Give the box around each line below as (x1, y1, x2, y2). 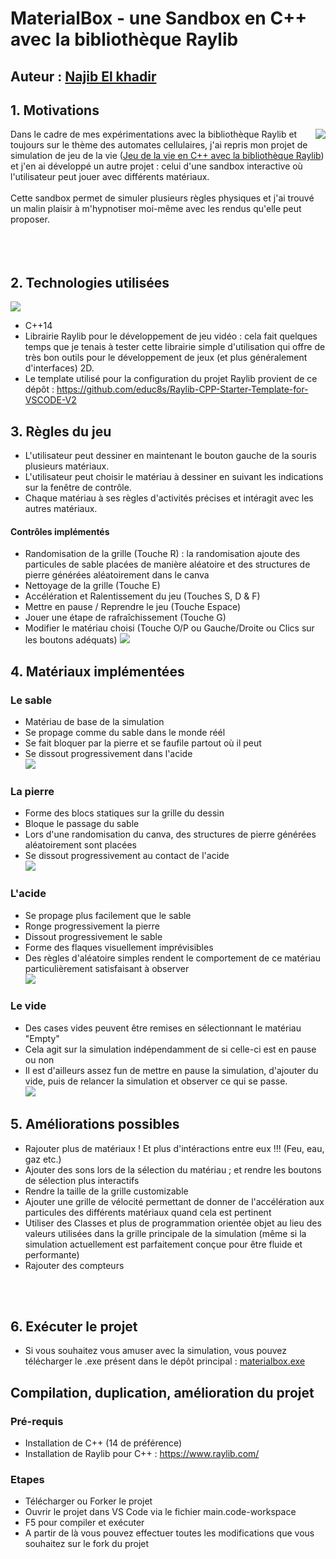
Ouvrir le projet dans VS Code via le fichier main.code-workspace (24, 1506, 297, 1518)
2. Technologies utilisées (10, 274, 170, 291)
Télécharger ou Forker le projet (24, 1495, 153, 1507)
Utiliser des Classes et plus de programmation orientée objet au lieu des (24, 1217, 322, 1229)
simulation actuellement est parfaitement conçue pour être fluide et (24, 1238, 303, 1250)
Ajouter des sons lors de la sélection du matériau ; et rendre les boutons (24, 1163, 322, 1176)
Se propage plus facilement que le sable (24, 909, 192, 921)
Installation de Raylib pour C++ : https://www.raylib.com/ (24, 1448, 260, 1460)
